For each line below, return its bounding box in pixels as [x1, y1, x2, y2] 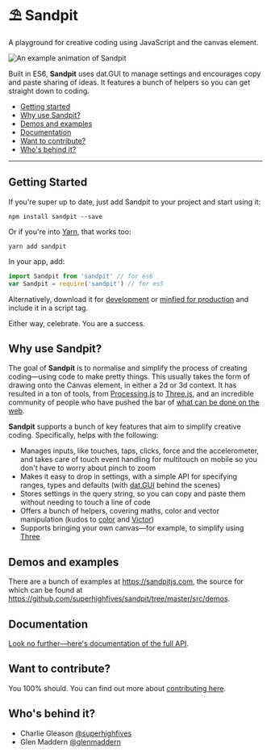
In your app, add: [8, 256, 65, 266]
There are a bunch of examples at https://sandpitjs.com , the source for [8, 577, 244, 586]
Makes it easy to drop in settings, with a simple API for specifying [19, 472, 238, 481]
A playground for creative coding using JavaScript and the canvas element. [8, 37, 259, 47]
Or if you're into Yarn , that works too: [8, 226, 131, 237]
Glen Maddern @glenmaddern [19, 736, 121, 746]
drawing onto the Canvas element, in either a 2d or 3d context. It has [8, 380, 237, 390]
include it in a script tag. [8, 303, 89, 312]
